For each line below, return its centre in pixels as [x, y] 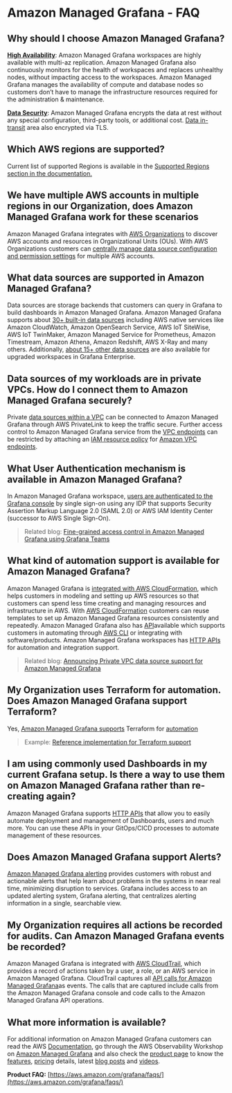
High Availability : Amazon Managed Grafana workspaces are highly [105, 55]
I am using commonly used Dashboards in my [107, 764]
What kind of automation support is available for [114, 561]
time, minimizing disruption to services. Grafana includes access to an [107, 888]
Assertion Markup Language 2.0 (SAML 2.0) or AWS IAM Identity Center [110, 511]
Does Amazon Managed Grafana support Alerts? [114, 857]
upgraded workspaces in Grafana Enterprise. [71, 357]
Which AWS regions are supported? [86, 150]
